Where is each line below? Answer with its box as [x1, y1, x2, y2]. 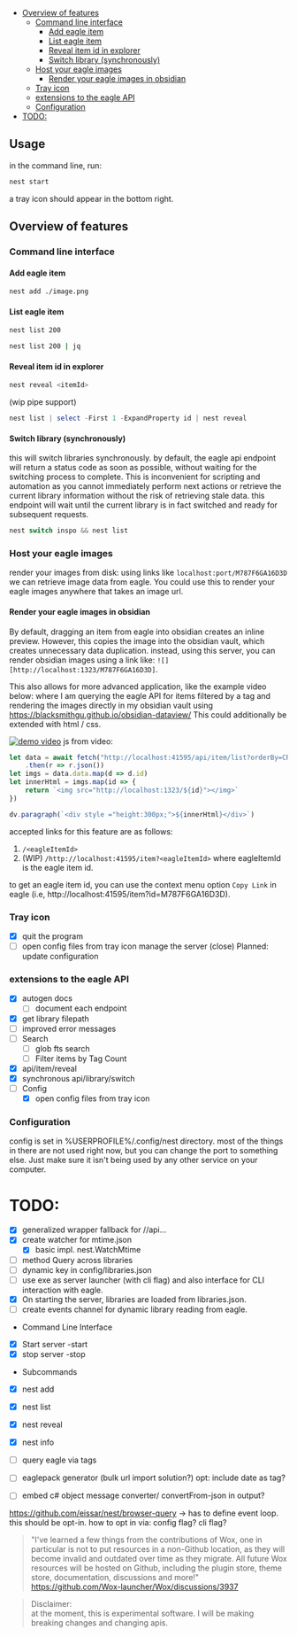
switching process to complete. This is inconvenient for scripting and [9, 471, 261, 482]
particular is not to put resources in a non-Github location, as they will [30, 1544, 286, 1555]
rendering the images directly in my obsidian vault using [9, 700, 214, 710]
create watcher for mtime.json [21, 1235, 133, 1245]
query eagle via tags [21, 1455, 97, 1465]
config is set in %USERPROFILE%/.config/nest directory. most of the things [9, 1136, 284, 1146]
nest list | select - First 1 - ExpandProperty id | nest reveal [9, 414, 247, 423]
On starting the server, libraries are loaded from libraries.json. [21, 1293, 247, 1305]
